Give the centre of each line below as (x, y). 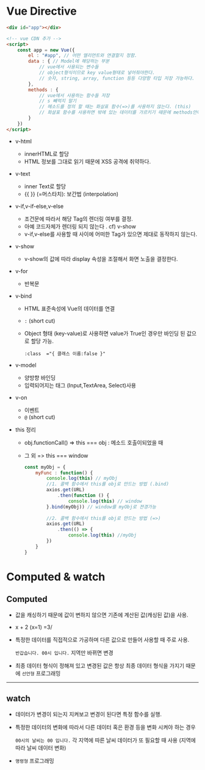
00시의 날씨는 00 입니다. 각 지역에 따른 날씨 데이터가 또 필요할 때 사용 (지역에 (106, 740)
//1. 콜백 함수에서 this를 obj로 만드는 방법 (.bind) (108, 484)
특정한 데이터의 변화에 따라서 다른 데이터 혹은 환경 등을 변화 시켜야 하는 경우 (106, 727)
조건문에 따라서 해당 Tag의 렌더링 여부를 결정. (78, 219)
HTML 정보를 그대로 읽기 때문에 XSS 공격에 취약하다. (88, 161)
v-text (23, 174)
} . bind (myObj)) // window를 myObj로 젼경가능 (101, 507)
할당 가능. (42, 341)
